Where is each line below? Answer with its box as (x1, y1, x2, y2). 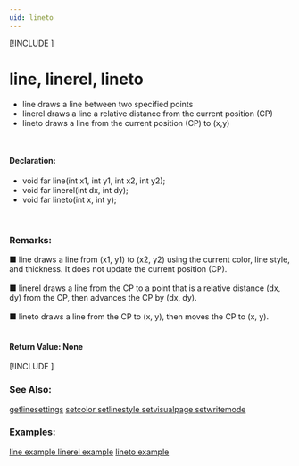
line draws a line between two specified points (21, 98, 194, 109)
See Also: (9, 384, 52, 396)
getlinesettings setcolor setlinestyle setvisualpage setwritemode (9, 403, 246, 414)
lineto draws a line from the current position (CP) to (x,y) (21, 117, 230, 128)
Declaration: (9, 156, 56, 166)
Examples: (9, 426, 56, 438)
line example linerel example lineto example (9, 446, 170, 457)
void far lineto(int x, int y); (21, 194, 118, 205)
